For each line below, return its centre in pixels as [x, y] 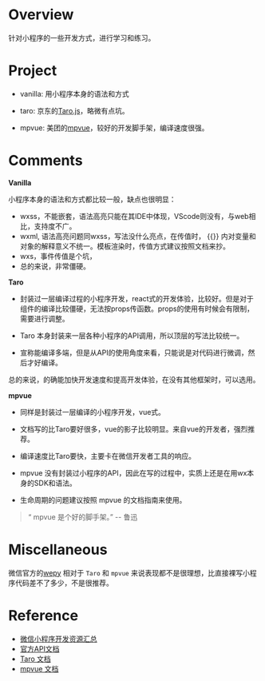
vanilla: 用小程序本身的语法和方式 [74, 94]
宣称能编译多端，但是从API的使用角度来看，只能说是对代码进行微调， [134, 352]
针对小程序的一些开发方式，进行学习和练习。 [82, 38]
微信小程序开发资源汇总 [58, 639]
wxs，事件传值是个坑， [58, 256]
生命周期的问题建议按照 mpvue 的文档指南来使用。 [103, 500]
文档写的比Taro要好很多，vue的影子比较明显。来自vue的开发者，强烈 [134, 428]
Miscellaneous [58, 550]
